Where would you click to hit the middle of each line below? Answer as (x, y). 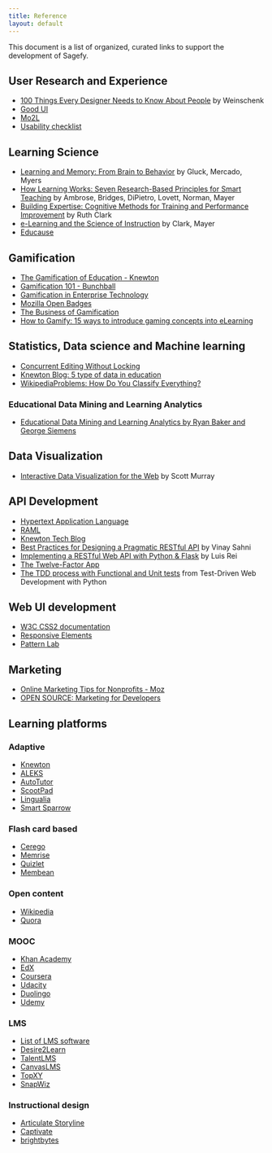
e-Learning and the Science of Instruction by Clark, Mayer (117, 224)
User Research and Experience (88, 81)
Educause (37, 232)
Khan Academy (45, 958)
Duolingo (35, 993)
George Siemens (48, 431)
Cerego (33, 847)
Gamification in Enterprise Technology (84, 295)
